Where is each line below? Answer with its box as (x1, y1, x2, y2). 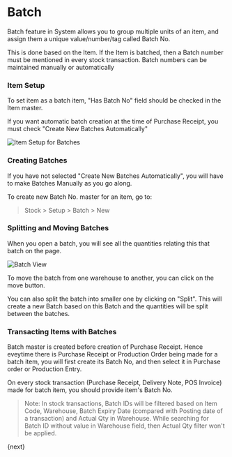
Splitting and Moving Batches (7, 223, 109, 233)
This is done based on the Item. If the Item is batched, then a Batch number (7, 48, 224, 57)
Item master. (7, 104, 43, 112)
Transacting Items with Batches (7, 327, 117, 336)
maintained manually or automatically (7, 63, 115, 71)
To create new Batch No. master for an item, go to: (7, 193, 152, 201)
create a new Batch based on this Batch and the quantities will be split (7, 301, 208, 310)
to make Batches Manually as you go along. (7, 179, 132, 187)
